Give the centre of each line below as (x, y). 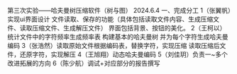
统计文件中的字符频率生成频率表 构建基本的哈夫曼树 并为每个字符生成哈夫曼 (118, 37)
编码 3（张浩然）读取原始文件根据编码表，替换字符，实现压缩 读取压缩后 (114, 45)
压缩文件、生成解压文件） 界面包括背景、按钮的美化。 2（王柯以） (129, 28)
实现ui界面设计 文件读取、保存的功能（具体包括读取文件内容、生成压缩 (110, 19)
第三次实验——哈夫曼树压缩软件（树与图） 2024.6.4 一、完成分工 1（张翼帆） (119, 10)
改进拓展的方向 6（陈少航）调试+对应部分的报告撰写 (84, 63)
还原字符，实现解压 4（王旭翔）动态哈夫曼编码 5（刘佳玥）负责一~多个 (124, 54)
